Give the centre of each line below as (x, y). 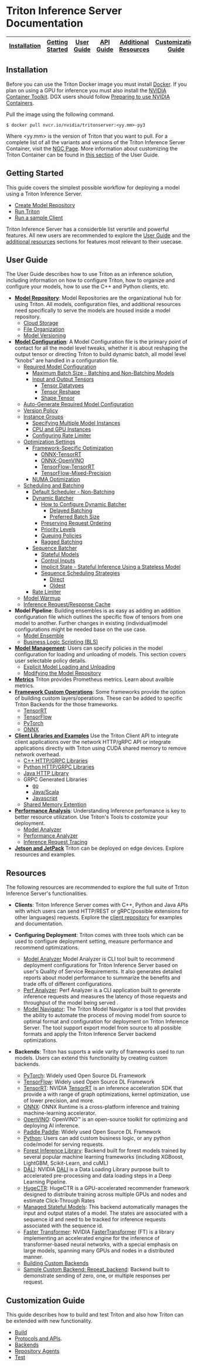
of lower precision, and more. (59, 1101)
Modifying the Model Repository (62, 673)
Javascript (45, 798)
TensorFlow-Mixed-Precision (76, 473)
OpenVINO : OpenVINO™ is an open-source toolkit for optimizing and (106, 1119)
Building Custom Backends (56, 1263)
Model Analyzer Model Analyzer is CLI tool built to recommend (99, 959)
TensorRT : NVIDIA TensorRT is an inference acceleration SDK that (103, 1088)
